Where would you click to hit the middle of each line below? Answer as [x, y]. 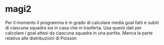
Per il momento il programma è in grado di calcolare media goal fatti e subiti [82, 22]
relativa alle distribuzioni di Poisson [41, 38]
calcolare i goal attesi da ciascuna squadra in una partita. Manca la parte [79, 33]
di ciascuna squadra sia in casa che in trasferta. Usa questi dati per [74, 27]
